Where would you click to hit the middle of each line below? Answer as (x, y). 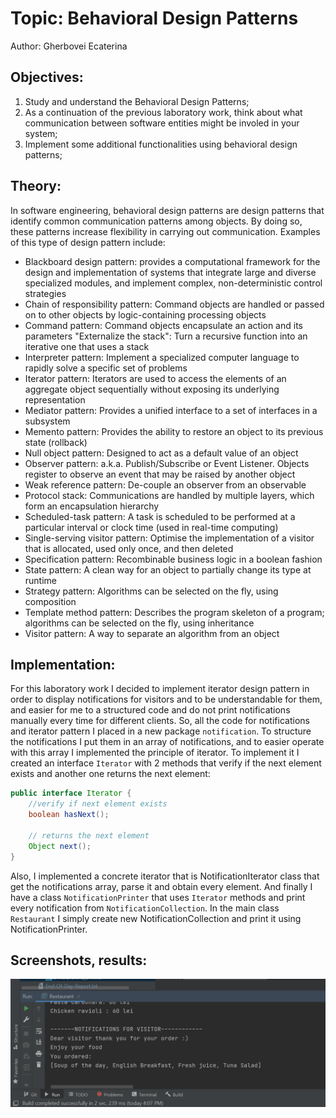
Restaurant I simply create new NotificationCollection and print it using (156, 918)
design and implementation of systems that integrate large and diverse (170, 272)
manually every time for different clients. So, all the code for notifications (160, 721)
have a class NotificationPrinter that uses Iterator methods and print (158, 897)
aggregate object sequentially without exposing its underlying (152, 389)
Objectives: (47, 77)
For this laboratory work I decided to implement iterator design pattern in (160, 689)
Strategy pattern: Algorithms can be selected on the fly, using (151, 591)
